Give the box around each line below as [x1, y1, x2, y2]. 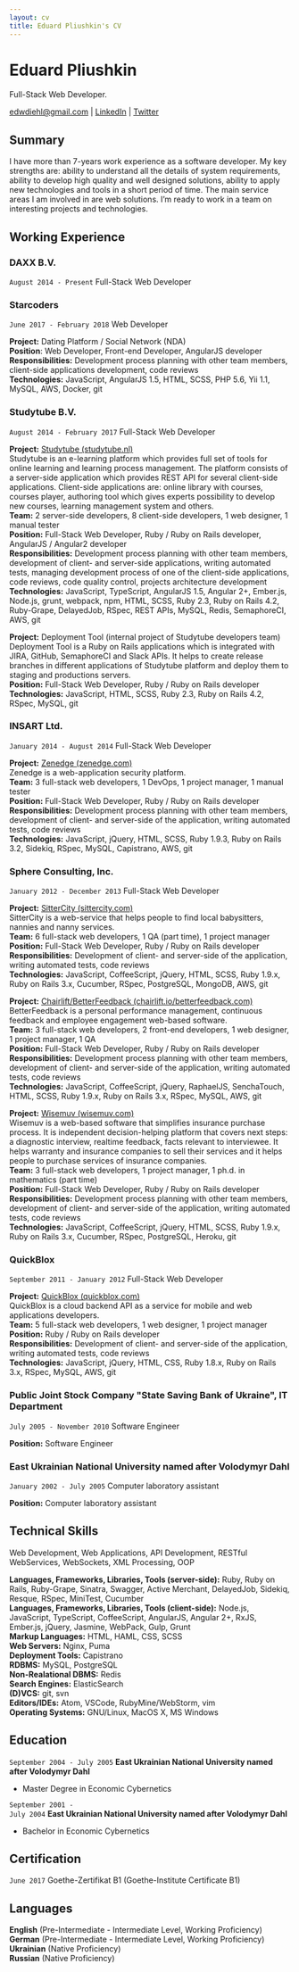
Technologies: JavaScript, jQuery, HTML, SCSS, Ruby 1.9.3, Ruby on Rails [9, 833, 282, 844]
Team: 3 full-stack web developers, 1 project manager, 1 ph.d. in [9, 1165, 245, 1176]
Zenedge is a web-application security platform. [9, 766, 187, 777]
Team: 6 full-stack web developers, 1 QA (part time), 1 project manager [9, 932, 270, 942]
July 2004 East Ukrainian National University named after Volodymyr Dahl [9, 1808, 288, 1819]
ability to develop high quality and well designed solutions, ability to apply [9, 175, 280, 186]
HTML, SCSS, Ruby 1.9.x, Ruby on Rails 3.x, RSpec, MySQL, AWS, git [9, 1090, 262, 1102]
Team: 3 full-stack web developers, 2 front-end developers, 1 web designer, [9, 1024, 290, 1035]
